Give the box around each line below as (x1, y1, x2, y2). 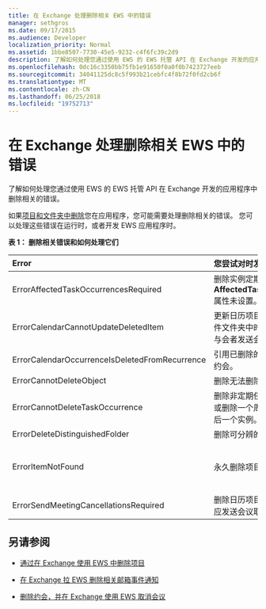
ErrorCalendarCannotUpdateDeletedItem (12, 322, 164, 333)
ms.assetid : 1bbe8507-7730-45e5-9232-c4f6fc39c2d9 (8, 48, 179, 56)
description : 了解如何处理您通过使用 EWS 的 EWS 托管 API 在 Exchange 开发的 (8, 56, 249, 64)
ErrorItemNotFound (12, 461, 85, 472)
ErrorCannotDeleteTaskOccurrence (12, 402, 143, 413)
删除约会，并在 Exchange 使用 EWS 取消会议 (19, 592, 166, 601)
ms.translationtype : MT (8, 78, 87, 86)
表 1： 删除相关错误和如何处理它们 (8, 238, 119, 247)
